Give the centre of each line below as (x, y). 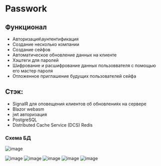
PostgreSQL (25, 120)
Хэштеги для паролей (35, 60)
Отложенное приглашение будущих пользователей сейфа (74, 76)
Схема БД (18, 138)
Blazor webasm (28, 109)
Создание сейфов (31, 50)
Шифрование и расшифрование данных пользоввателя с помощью (84, 66)
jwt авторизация (30, 114)
